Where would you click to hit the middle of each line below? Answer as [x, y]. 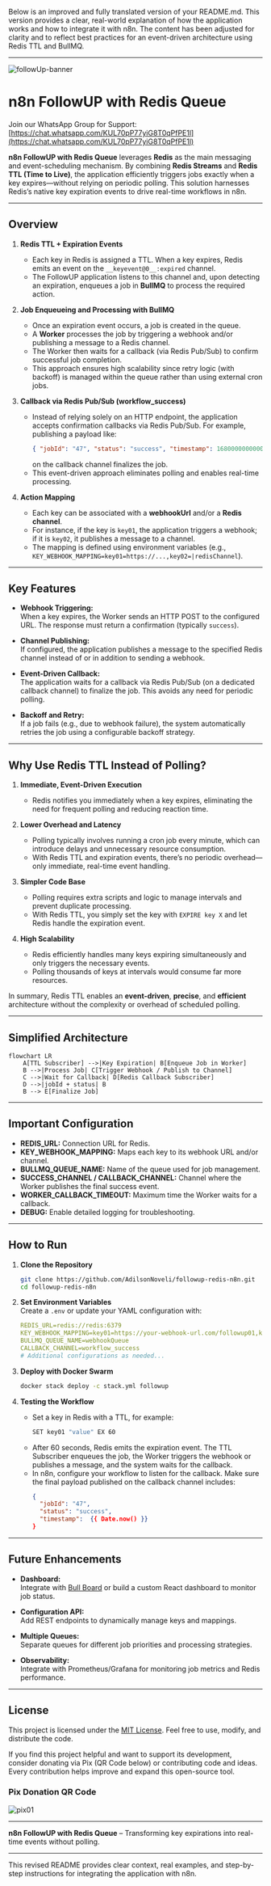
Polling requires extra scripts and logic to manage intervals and [137, 897]
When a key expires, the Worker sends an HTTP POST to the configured [140, 617]
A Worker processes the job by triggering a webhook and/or [133, 334]
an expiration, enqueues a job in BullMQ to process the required [139, 285]
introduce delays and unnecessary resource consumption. [129, 849]
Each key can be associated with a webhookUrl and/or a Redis [137, 513]
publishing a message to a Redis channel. [101, 342]
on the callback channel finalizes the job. [100, 464]
